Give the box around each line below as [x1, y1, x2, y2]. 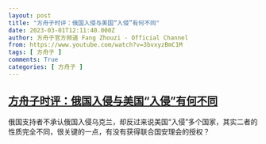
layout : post [8, 11, 52, 20]
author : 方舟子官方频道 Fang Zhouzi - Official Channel [8, 33, 189, 42]
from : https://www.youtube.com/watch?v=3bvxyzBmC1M [8, 41, 183, 49]
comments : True [8, 56, 59, 64]
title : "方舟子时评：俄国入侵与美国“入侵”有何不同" [8, 19, 160, 27]
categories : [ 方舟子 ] [8, 63, 83, 71]
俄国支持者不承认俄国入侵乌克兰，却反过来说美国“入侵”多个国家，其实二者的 [8, 116, 258, 127]
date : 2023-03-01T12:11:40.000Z [8, 26, 115, 34]
